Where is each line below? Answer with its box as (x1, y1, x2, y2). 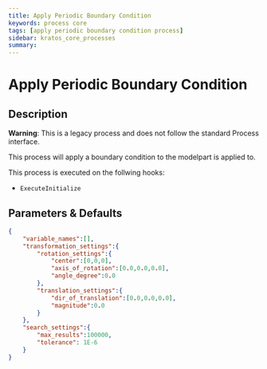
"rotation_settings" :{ (37, 249, 112, 257)
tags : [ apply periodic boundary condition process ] (8, 26, 183, 34)
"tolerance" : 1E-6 (37, 339, 98, 347)
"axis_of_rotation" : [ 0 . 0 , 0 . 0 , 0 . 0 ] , (50, 265, 170, 273)
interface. (8, 137, 40, 147)
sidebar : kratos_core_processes (8, 33, 116, 42)
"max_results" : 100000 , (37, 332, 112, 340)
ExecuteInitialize (19, 185, 81, 193)
